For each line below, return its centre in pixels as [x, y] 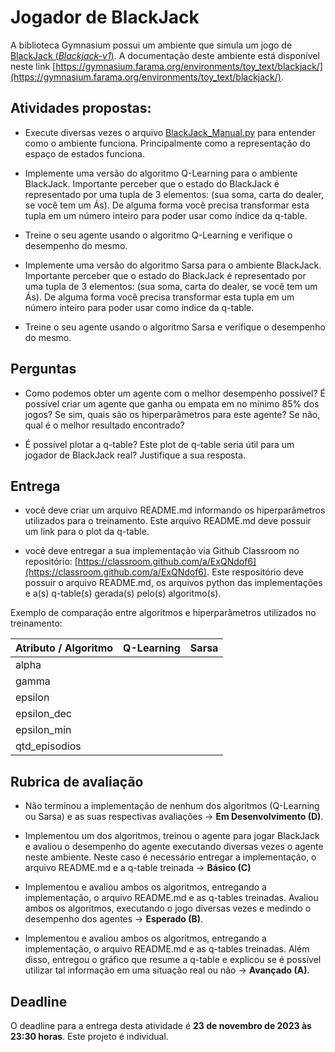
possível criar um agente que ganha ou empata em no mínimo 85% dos [172, 403]
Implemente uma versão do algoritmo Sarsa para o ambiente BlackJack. [173, 265]
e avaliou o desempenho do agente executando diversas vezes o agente [174, 847]
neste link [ [33, 66]
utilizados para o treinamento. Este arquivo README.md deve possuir [168, 521]
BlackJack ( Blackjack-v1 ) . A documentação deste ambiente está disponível [165, 55]
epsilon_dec [43, 714]
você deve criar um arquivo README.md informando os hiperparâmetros [175, 510]
